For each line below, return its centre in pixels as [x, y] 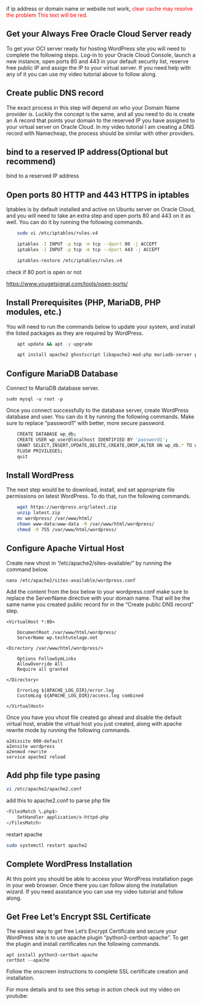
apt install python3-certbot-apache [52, 955]
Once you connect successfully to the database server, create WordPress [98, 410]
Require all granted [43, 669]
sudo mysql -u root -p [35, 399]
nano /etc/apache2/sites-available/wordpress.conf [71, 580]
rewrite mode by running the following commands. [69, 730]
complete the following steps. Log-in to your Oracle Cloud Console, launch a [101, 55]
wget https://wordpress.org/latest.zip [67, 507]
